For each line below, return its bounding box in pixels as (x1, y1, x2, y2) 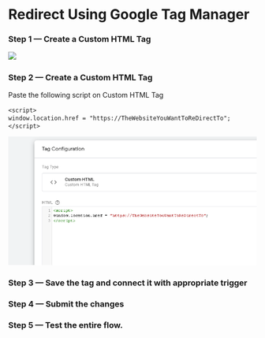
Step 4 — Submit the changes (8, 299, 125, 310)
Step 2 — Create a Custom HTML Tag (8, 72, 153, 84)
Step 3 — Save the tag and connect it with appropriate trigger (8, 277, 248, 288)
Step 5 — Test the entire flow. (8, 320, 124, 331)
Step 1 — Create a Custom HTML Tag (8, 34, 151, 45)
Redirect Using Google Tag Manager (8, 6, 250, 24)
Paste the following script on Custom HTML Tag (8, 90, 164, 99)
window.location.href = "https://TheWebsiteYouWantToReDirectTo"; (8, 114, 231, 122)
